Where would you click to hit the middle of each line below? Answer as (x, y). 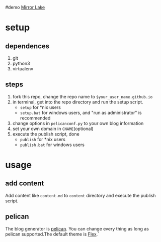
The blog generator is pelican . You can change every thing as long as (77, 228)
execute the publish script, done (46, 134)
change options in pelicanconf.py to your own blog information (78, 123)
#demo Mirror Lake (25, 7)
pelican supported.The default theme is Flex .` (52, 234)
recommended (35, 118)
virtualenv (23, 69)
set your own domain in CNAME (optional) (53, 129)
